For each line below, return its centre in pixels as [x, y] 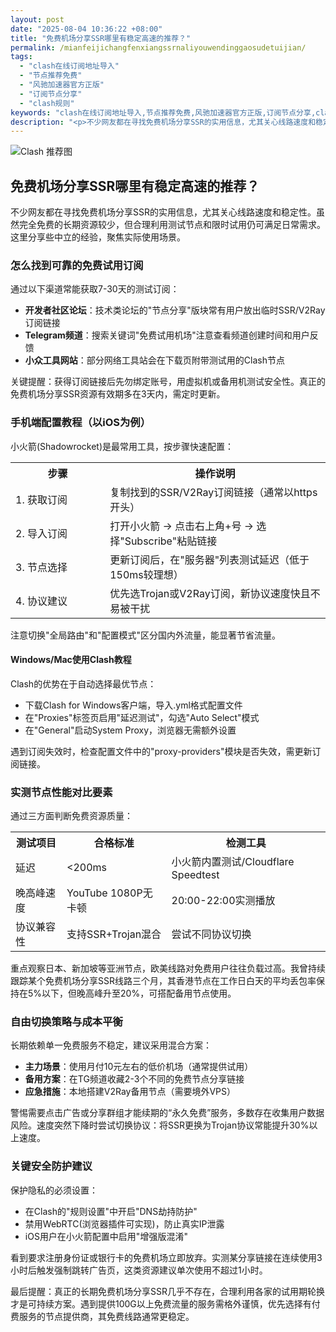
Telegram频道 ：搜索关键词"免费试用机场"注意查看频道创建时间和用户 [167, 335]
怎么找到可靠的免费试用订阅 [77, 265]
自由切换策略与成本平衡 [66, 1022]
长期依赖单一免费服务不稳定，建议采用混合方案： [111, 1045]
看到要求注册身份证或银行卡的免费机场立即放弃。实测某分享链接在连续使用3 [166, 1257]
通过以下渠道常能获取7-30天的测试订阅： [95, 289]
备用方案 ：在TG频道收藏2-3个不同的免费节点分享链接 [134, 1079]
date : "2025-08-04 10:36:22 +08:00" [86, 29]
